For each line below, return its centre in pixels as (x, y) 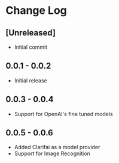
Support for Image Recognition (52, 153)
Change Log (36, 11)
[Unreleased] (31, 33)
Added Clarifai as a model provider (57, 147)
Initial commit (31, 47)
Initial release (30, 80)
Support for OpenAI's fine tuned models (63, 114)
